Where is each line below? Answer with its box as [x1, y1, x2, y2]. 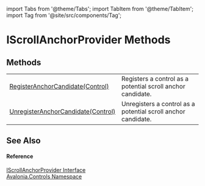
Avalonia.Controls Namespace [6, 173, 82, 180]
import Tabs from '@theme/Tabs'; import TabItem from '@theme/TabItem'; [6, 5, 194, 12]
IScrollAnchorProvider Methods [6, 33, 171, 47]
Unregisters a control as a [121, 100, 195, 108]
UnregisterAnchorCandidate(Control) [9, 107, 116, 115]
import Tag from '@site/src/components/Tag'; [6, 12, 122, 19]
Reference [6, 152, 34, 160]
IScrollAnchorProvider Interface [6, 166, 86, 173]
